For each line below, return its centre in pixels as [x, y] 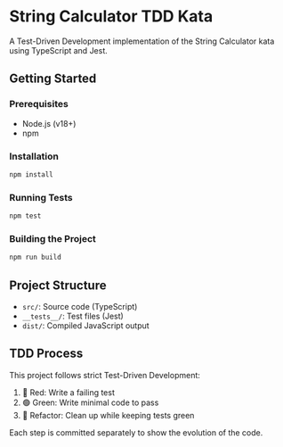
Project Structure [58, 285]
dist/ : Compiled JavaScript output [85, 325]
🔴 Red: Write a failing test [69, 392]
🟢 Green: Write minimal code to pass [90, 402]
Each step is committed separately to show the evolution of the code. [136, 432]
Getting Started [53, 79]
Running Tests [41, 197]
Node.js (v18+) [49, 123]
